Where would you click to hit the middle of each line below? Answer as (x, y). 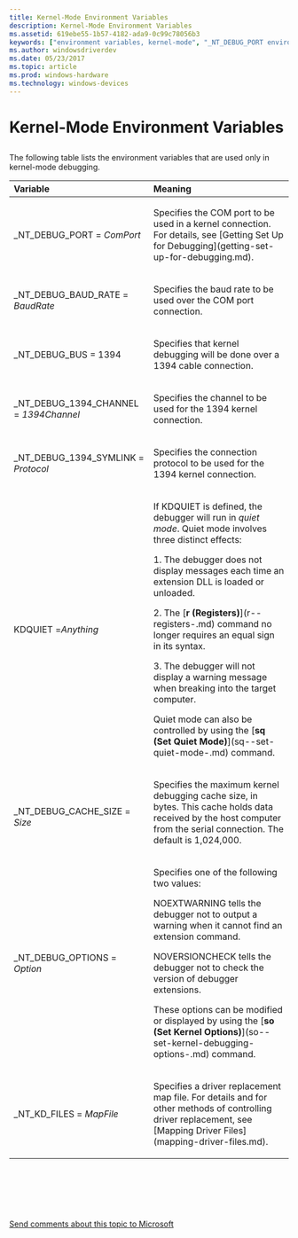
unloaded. (174, 593)
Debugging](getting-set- (221, 247)
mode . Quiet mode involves (211, 529)
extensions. (177, 990)
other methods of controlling (213, 1109)
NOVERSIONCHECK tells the (213, 957)
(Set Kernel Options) (198, 1032)
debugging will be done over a (216, 355)
